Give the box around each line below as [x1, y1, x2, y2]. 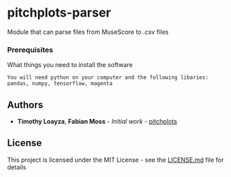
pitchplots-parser [7, 5, 111, 21]
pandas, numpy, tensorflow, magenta [7, 80, 113, 87]
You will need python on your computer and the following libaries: [7, 74, 209, 81]
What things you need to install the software [7, 61, 133, 69]
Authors [7, 99, 44, 111]
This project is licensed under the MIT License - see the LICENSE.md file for [7, 156, 224, 164]
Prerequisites [7, 45, 53, 55]
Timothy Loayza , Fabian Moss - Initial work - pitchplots [17, 118, 178, 126]
